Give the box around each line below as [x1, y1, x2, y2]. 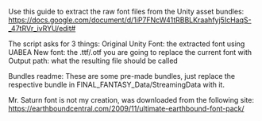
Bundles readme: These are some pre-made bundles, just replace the [8, 72, 236, 80]
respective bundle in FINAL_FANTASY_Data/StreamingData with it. [8, 80, 225, 89]
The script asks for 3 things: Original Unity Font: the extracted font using [8, 39, 245, 49]
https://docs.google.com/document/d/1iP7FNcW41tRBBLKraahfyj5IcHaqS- [8, 15, 252, 25]
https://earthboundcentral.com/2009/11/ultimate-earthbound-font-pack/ [8, 103, 245, 113]
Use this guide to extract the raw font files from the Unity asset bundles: [8, 7, 245, 16]
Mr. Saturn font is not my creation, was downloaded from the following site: [8, 96, 254, 104]
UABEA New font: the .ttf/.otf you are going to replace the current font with [8, 48, 252, 57]
